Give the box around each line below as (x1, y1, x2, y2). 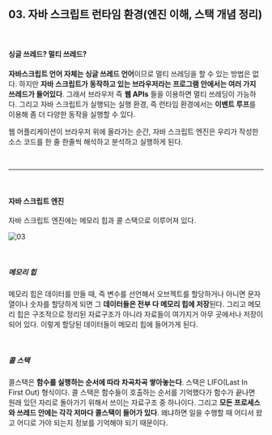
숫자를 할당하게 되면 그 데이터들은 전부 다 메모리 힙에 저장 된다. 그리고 (29, 299, 247, 309)
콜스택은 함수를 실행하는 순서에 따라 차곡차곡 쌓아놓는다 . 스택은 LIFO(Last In (8, 377, 249, 387)
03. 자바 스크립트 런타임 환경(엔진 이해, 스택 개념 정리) (8, 7, 263, 22)
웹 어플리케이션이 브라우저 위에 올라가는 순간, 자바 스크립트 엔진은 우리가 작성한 (8, 127, 259, 136)
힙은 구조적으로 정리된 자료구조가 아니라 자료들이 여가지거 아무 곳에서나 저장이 (16, 309, 264, 319)
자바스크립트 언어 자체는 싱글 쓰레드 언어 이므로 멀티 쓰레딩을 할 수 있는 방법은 (8, 69, 251, 79)
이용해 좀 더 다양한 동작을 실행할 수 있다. (8, 110, 136, 119)
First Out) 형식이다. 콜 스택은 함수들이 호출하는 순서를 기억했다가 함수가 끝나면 (8, 388, 256, 398)
